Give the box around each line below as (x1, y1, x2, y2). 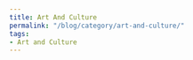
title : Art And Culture (9, 12, 98, 22)
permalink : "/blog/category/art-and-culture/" (9, 21, 185, 30)
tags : (9, 29, 29, 38)
